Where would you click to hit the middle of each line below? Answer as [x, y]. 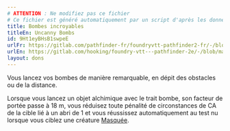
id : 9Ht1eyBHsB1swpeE [38, 39]
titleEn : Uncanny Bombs [41, 33]
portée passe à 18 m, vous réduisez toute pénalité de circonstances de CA [112, 105]
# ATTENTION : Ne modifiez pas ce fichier [68, 13]
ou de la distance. [32, 85]
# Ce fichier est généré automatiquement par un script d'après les [107, 20]
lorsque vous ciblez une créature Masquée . [68, 120]
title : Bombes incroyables [46, 26]
